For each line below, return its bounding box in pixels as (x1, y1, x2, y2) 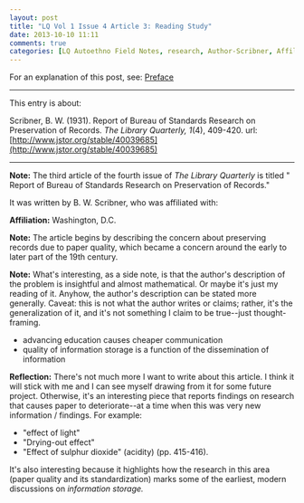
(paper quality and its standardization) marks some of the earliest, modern (9, 474, 287, 485)
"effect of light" (22, 427, 81, 439)
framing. (9, 318, 41, 328)
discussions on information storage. (9, 483, 144, 494)
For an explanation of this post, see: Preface (9, 71, 175, 82)
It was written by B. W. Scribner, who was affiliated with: (9, 197, 219, 208)
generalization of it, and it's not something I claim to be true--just (9, 308, 252, 318)
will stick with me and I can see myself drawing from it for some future (9, 381, 271, 392)
